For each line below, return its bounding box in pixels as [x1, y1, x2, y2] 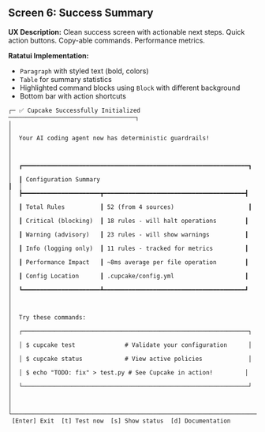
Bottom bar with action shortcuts [19, 91, 126, 101]
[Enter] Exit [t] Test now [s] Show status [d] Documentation [11, 417, 231, 425]
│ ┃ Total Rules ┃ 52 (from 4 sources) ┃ [8, 203, 252, 211]
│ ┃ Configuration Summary [8, 175, 101, 184]
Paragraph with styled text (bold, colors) [19, 66, 149, 76]
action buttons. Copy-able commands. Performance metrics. [8, 35, 205, 45]
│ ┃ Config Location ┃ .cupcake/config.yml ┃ [8, 272, 248, 280]
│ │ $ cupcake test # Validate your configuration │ [8, 341, 252, 349]
